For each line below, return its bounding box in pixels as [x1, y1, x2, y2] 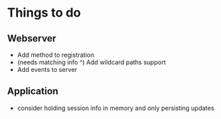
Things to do [7, 5, 81, 21]
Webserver [7, 33, 57, 44]
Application [7, 85, 59, 98]
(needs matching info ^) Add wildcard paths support [17, 58, 166, 66]
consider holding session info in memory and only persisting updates [17, 104, 215, 112]
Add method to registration [17, 51, 95, 59]
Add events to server [17, 66, 78, 73]
